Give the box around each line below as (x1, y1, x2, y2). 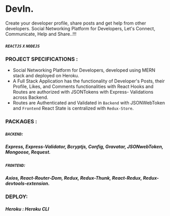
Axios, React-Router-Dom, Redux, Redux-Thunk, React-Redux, (5, 175, 142, 181)
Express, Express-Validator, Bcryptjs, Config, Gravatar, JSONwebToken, (5, 144, 163, 150)
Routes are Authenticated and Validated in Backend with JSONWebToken (12, 100, 165, 106)
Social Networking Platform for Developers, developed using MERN (12, 67, 156, 73)
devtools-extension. (5, 180, 50, 186)
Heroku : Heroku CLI (5, 206, 49, 212)
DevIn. (5, 3, 34, 15)
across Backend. (12, 94, 49, 100)
